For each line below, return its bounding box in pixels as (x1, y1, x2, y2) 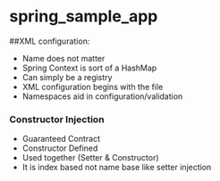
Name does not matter (21, 53, 106, 63)
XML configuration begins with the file (21, 81, 164, 92)
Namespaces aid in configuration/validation (21, 91, 183, 102)
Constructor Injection (9, 113, 105, 126)
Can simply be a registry (21, 71, 113, 82)
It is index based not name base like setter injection (21, 162, 212, 173)
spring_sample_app (9, 6, 158, 27)
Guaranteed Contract (21, 134, 101, 144)
